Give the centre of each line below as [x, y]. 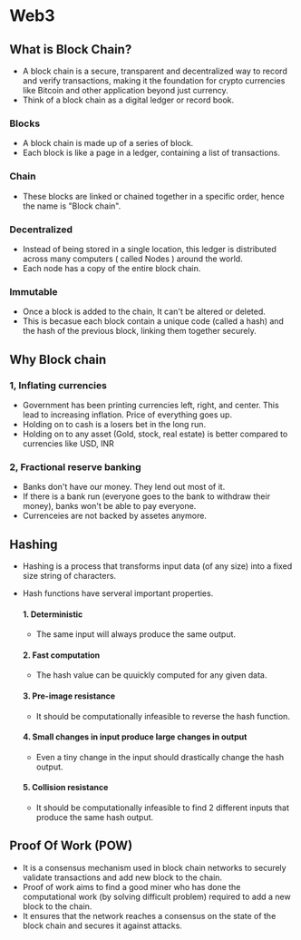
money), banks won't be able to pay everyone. [109, 506]
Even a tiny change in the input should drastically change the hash [160, 757]
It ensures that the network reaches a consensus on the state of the [149, 916]
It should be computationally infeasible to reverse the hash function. [163, 716]
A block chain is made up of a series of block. [108, 143]
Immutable [34, 291]
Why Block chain [58, 359]
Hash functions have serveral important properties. [118, 593]
